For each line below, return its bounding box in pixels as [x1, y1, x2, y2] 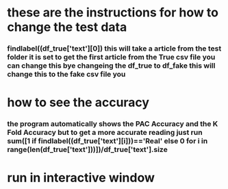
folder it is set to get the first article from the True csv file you [7, 53, 216, 62]
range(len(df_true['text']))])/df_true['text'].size [7, 145, 168, 155]
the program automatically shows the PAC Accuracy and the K [7, 119, 218, 129]
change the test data [7, 19, 127, 35]
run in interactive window [7, 170, 155, 186]
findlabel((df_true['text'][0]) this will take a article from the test [7, 44, 222, 53]
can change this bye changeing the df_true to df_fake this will [7, 61, 216, 71]
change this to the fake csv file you [7, 70, 126, 79]
